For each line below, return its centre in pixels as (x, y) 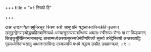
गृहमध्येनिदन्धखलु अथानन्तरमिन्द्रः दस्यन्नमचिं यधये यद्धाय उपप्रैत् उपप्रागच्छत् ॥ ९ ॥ (68, 44)
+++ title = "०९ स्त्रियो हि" (28, 8)
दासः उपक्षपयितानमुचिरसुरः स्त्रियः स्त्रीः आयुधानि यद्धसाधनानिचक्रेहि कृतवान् (62, 27)
